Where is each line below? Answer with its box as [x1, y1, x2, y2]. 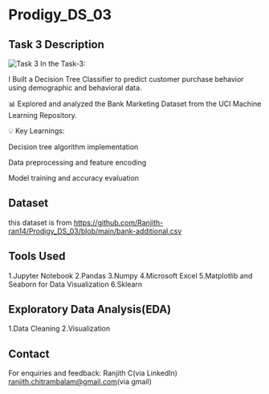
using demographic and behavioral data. [8, 83, 142, 92]
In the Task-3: [39, 59, 86, 68]
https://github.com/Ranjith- [73, 217, 164, 227]
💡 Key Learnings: [8, 126, 65, 136]
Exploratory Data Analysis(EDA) [8, 303, 172, 316]
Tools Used [8, 250, 66, 263]
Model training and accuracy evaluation [8, 173, 139, 182]
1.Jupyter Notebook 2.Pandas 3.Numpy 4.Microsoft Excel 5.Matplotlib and [8, 270, 253, 280]
